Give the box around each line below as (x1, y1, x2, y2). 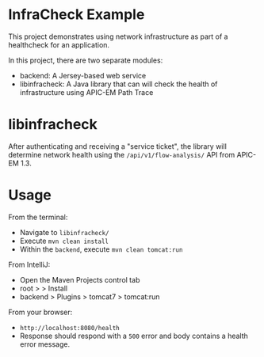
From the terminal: (8, 212, 68, 222)
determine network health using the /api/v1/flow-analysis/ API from (8, 150, 235, 159)
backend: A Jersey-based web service (19, 70, 147, 80)
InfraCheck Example (8, 6, 145, 24)
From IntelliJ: (8, 260, 51, 269)
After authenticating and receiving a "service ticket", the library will (8, 141, 228, 151)
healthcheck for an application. (8, 40, 109, 49)
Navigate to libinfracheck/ (19, 227, 109, 237)
